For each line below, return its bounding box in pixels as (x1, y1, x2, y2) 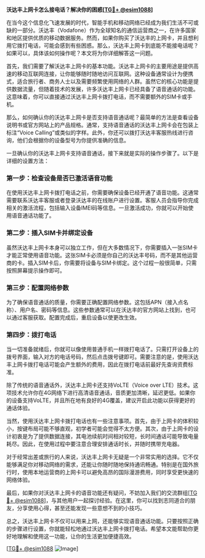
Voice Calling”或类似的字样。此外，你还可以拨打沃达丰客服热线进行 (19, 129, 189, 136)
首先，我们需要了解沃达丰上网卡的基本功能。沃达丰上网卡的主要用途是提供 (6, 62, 193, 70)
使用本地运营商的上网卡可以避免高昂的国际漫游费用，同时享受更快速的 (22, 469, 199, 476)
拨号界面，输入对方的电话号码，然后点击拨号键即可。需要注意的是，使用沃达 (6, 353, 199, 361)
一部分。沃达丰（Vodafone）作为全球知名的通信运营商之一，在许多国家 (16, 27, 196, 34)
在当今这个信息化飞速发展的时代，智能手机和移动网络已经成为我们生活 (6, 19, 183, 26)
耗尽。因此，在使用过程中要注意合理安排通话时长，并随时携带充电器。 (6, 440, 183, 448)
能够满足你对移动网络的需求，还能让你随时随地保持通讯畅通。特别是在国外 (6, 461, 193, 468)
